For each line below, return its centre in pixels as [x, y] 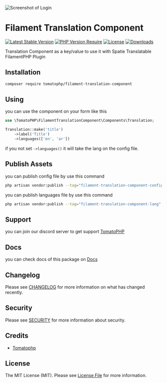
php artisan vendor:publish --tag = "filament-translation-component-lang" [83, 204]
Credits [17, 336]
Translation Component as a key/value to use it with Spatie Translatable [78, 51]
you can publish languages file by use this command [59, 195]
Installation [23, 72]
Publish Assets [29, 164]
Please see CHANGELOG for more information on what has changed [75, 287]
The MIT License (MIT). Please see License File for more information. [76, 376]
